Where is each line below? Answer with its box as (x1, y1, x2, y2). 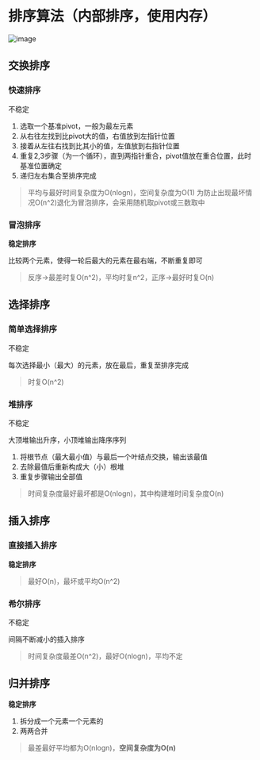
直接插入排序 (8, 540, 58, 551)
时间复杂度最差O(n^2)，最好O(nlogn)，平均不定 (27, 651, 183, 661)
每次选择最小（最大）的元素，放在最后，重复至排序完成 (8, 360, 189, 370)
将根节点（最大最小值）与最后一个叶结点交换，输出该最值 (19, 451, 208, 461)
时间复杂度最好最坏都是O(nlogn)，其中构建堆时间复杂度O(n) (27, 489, 224, 498)
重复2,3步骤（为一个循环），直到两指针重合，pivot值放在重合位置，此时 (19, 151, 252, 160)
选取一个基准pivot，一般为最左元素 (19, 121, 134, 131)
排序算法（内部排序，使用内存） (8, 7, 217, 25)
